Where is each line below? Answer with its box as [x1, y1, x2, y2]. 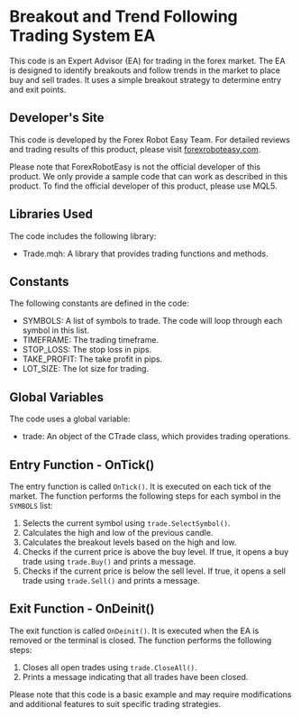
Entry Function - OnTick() [9, 457, 155, 473]
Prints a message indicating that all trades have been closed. [22, 671, 249, 682]
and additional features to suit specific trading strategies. [9, 698, 222, 709]
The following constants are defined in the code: [9, 298, 189, 308]
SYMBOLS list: [9, 501, 53, 511]
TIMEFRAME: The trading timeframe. [22, 335, 160, 345]
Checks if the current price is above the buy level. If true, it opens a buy [22, 547, 289, 557]
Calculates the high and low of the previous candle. [22, 528, 214, 538]
